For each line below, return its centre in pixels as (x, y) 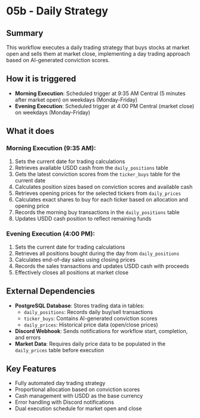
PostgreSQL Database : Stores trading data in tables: (80, 306)
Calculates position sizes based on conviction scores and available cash (104, 187)
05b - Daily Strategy (57, 11)
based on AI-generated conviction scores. (58, 60)
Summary (25, 33)
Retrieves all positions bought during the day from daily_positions (97, 253)
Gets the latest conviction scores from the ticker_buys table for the (97, 174)
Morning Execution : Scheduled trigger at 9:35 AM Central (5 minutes (100, 93)
